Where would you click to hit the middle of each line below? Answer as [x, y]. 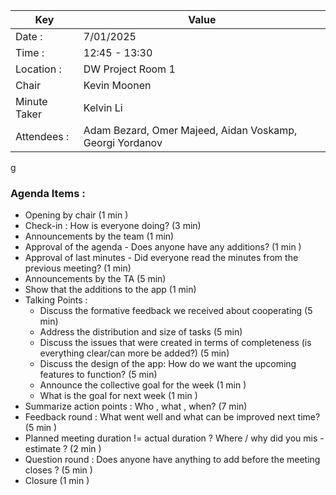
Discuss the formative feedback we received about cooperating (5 [176, 311]
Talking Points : [56, 300]
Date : [29, 36]
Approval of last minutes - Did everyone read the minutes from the [161, 258]
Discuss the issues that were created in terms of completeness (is [175, 343]
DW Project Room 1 [129, 69]
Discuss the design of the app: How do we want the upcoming [168, 364]
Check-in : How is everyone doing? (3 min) [113, 226]
